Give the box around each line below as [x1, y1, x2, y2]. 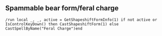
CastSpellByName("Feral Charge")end [5, 26, 83, 31]
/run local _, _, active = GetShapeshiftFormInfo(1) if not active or [5, 17, 157, 22]
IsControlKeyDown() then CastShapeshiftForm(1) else [5, 21, 119, 26]
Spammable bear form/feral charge [5, 4, 119, 12]
